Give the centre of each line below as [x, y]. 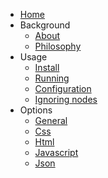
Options [36, 110]
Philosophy [58, 46]
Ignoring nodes [66, 99]
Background [45, 25]
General [51, 120]
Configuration [63, 88]
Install [47, 67]
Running [52, 78]
